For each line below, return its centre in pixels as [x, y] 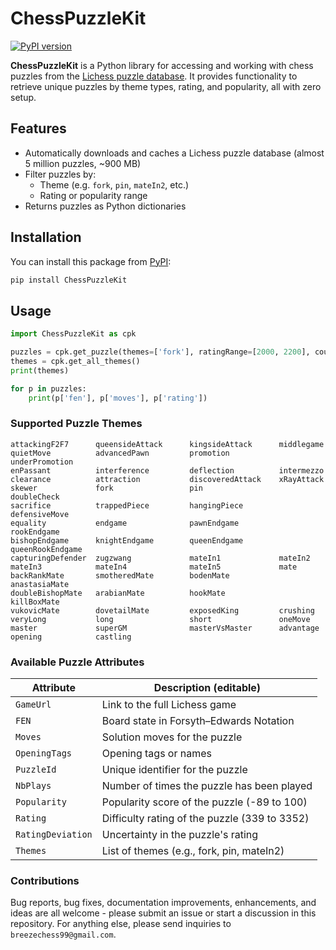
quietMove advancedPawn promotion [120, 453]
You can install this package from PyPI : [91, 261]
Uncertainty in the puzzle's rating [180, 835]
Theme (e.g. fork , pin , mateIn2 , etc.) [114, 184]
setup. [23, 97]
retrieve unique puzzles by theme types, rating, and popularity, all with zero [166, 86]
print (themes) [40, 370]
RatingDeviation [54, 835]
